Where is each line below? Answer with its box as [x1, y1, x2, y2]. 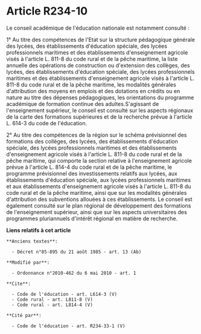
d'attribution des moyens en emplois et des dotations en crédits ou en [6, 87, 180, 94]
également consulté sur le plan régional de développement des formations [6, 201, 191, 209]
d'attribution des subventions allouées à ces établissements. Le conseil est [6, 195, 193, 203]
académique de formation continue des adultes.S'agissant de [6, 100, 159, 107]
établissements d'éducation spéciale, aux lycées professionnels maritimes [6, 176, 191, 183]
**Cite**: [6, 280, 31, 287]
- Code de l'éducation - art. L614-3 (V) [11, 291, 118, 297]
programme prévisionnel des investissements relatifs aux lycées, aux [6, 169, 178, 177]
